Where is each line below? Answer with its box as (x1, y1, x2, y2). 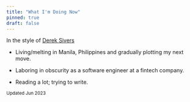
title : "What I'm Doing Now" (6, 8, 81, 15)
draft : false (6, 20, 40, 26)
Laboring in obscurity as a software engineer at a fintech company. (15, 67, 185, 74)
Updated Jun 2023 (6, 90, 46, 97)
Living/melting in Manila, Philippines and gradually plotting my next (15, 49, 184, 56)
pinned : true (6, 15, 40, 21)
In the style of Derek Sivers (6, 37, 75, 44)
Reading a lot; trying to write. (15, 78, 89, 86)
